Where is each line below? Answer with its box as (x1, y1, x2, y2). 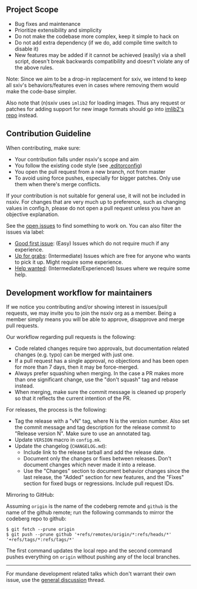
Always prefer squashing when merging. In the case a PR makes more (14, 370, 184, 377)
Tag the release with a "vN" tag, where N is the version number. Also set (14, 418, 189, 425)
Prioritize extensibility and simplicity (14, 26, 102, 33)
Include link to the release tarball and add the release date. (23, 449, 165, 456)
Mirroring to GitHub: (6, 492, 55, 499)
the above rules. (14, 64, 54, 71)
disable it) (14, 45, 39, 52)
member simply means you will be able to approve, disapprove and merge (6, 316, 185, 323)
